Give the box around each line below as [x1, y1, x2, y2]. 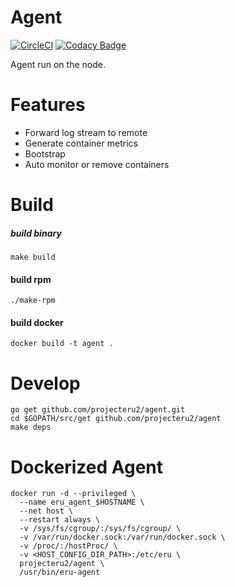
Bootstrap [24, 147, 66, 160]
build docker [10, 316, 64, 328]
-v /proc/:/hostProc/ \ [19, 541, 118, 551]
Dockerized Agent [10, 456, 164, 478]
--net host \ [19, 506, 74, 516]
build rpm [10, 273, 52, 285]
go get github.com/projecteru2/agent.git [10, 405, 186, 415]
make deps [10, 422, 52, 433]
